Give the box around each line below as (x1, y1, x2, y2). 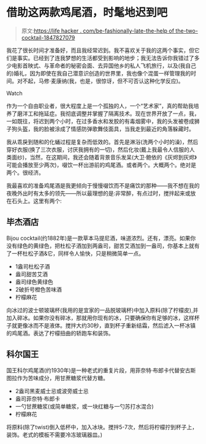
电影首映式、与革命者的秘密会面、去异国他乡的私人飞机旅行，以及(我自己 (11, 62, 197, 69)
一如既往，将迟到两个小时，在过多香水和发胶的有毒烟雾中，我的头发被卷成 (6, 117, 194, 124)
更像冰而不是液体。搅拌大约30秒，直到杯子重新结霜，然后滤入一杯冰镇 (17, 321, 196, 329)
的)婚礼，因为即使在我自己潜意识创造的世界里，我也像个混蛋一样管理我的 (6, 69, 191, 77)
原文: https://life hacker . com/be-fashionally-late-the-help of (21, 27, 175, 34)
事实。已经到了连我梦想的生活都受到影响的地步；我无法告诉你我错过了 (17, 54, 194, 61)
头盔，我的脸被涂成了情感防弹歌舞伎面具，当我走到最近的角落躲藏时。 (17, 125, 194, 132)
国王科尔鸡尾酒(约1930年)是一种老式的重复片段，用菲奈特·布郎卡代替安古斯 (6, 366, 196, 374)
